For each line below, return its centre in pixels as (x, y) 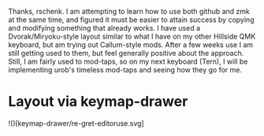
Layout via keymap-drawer (98, 102)
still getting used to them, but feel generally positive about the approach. (126, 53)
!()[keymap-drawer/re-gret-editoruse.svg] (76, 123)
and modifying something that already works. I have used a (104, 28)
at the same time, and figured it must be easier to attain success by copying (131, 20)
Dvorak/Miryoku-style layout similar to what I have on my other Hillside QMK (132, 36)
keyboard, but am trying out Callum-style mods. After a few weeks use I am (131, 45)
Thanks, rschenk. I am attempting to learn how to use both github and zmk (129, 11)
